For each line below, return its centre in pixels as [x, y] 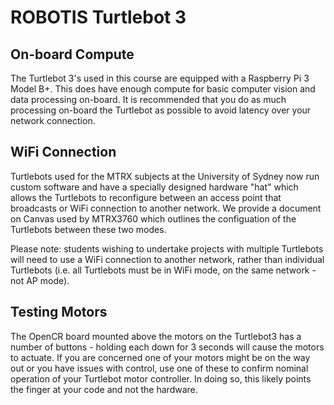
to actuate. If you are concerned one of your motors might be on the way [160, 357]
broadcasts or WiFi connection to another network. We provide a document [166, 208]
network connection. [53, 120]
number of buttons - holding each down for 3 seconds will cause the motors [167, 347]
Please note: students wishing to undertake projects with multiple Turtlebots [167, 248]
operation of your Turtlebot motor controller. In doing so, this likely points [161, 378]
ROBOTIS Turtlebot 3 [98, 17]
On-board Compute [72, 54]
